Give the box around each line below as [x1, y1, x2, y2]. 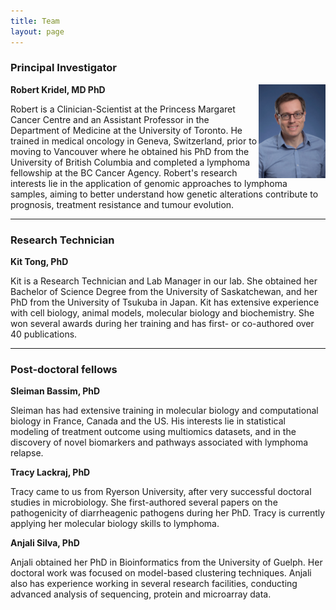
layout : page [10, 26, 65, 37]
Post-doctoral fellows [10, 363, 118, 377]
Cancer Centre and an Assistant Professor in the [10, 113, 210, 125]
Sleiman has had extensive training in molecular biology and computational [10, 405, 319, 417]
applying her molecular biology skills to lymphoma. [10, 518, 220, 530]
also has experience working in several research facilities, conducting [10, 578, 298, 590]
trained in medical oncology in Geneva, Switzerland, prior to [10, 135, 258, 147]
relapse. [10, 447, 44, 459]
